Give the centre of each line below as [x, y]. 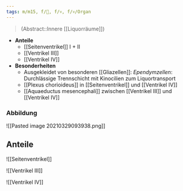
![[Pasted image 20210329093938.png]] [56, 125]
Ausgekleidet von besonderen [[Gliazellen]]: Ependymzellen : [98, 72]
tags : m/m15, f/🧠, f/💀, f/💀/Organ [49, 12]
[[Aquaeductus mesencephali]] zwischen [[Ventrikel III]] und [98, 91]
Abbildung [22, 113]
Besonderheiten [35, 66]
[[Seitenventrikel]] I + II [52, 47]
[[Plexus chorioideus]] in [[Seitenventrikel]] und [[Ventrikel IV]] [100, 85]
